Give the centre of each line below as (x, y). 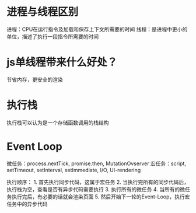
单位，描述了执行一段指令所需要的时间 (52, 36)
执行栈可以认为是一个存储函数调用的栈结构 (58, 123)
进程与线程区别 (43, 12)
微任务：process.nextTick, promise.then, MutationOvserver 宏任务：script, (96, 163)
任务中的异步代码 (27, 204)
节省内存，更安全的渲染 (35, 79)
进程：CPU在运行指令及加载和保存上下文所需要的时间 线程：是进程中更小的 (97, 29)
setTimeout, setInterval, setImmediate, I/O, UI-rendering (74, 170)
